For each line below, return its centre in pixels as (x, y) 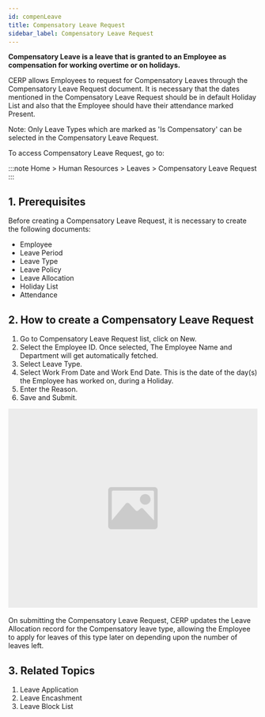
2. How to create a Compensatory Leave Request (131, 320)
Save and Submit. (48, 398)
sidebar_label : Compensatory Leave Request (81, 33)
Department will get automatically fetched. (89, 355)
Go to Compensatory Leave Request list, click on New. (108, 339)
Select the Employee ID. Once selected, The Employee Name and (126, 347)
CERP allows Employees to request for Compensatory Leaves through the (128, 81)
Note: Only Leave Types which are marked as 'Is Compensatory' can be (125, 130)
